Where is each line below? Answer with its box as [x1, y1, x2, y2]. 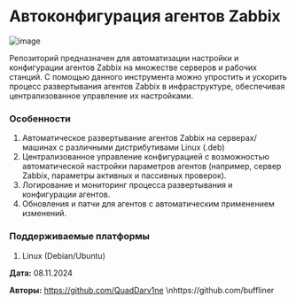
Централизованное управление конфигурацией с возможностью [21, 152, 270, 162]
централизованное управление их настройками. [9, 90, 194, 101]
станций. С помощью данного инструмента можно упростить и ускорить [9, 71, 288, 82]
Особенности [9, 113, 71, 125]
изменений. [21, 208, 67, 219]
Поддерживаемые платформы [9, 230, 151, 243]
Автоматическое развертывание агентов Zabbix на [21, 133, 216, 144]
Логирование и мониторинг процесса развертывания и [21, 180, 233, 191]
